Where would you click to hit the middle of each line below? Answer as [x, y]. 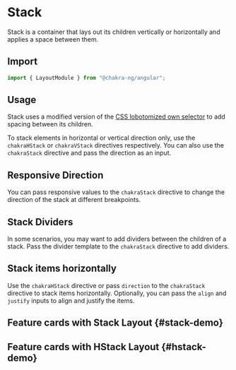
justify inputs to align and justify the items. [71, 300]
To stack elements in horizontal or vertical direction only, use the [101, 138]
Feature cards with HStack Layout [83, 347]
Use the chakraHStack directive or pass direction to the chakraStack [106, 285]
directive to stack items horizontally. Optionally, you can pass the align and [117, 293]
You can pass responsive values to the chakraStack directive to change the [116, 192]
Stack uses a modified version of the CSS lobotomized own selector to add [117, 117]
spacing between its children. [50, 124]
